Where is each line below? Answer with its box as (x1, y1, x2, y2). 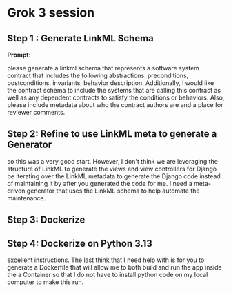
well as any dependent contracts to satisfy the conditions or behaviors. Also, (7, 93, 225, 102)
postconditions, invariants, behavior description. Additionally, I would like (7, 79, 214, 87)
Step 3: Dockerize (7, 214, 86, 226)
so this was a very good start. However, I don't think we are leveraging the (7, 157, 219, 165)
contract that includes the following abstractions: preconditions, (7, 71, 189, 79)
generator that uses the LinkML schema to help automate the (26, 187, 200, 195)
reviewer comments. (7, 108, 66, 116)
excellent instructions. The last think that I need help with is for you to (7, 256, 205, 264)
